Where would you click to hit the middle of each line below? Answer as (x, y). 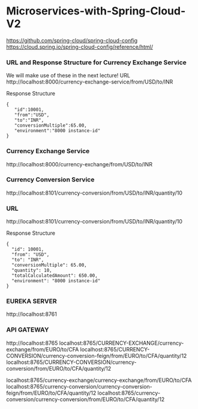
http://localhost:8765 (32, 343)
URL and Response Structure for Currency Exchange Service (97, 62)
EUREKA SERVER (31, 301)
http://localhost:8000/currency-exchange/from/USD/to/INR (79, 164)
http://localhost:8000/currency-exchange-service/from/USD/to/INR (90, 82)
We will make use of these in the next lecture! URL (68, 76)
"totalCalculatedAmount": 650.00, (55, 276)
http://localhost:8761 (31, 314)
